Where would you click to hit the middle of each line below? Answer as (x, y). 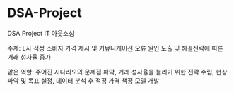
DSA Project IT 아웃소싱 (41, 33)
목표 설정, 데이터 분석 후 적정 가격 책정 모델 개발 (94, 80)
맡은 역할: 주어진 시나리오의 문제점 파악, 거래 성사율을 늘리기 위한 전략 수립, (111, 72)
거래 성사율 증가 (29, 57)
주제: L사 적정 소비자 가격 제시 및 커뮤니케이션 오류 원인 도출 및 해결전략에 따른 (116, 48)
